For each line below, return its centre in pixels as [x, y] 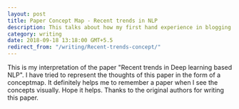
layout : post [27, 14]
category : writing [35, 34]
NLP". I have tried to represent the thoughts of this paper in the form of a [114, 75]
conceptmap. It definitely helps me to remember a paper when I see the [113, 82]
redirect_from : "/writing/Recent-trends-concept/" [84, 47]
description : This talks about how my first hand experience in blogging [119, 27]
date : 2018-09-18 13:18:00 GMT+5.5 [60, 41]
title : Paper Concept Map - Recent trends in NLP [83, 21]
